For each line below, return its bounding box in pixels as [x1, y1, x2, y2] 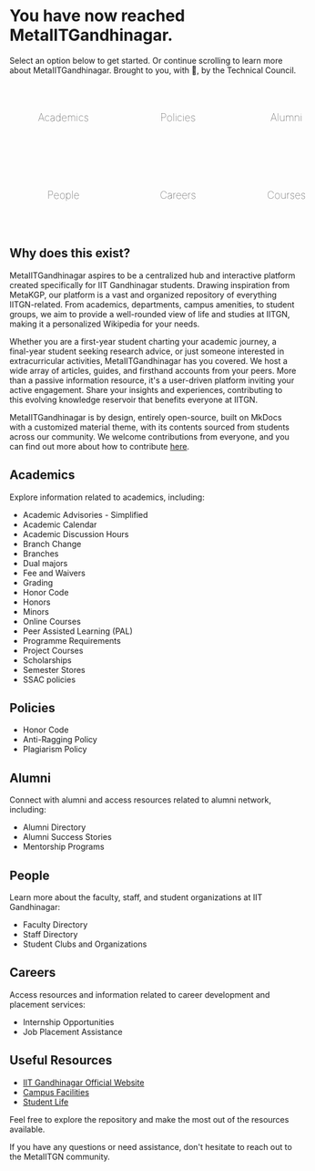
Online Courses [22, 616, 82, 627]
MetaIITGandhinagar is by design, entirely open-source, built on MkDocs [9, 411, 282, 422]
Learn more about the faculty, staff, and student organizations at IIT [9, 892, 263, 903]
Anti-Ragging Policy [22, 734, 97, 745]
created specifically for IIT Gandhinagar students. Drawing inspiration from [9, 279, 290, 290]
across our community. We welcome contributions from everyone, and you [9, 430, 290, 442]
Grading [22, 576, 54, 588]
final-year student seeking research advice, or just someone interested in [9, 346, 285, 357]
